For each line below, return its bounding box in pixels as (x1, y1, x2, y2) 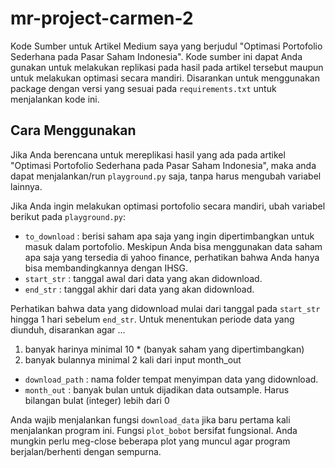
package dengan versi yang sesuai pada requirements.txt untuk (10, 82, 277, 94)
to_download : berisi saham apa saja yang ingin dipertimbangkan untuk (24, 230, 315, 242)
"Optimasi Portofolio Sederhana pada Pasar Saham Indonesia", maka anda (10, 159, 317, 171)
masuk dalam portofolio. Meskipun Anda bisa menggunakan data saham (24, 240, 323, 252)
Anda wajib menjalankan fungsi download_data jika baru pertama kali (10, 413, 291, 426)
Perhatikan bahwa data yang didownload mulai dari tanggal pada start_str (10, 302, 321, 314)
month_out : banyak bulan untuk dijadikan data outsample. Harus (24, 383, 290, 396)
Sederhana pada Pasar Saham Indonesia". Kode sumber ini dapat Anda (10, 50, 303, 62)
